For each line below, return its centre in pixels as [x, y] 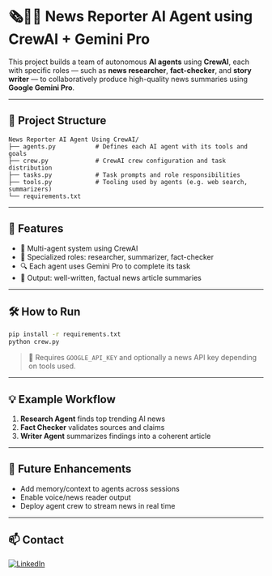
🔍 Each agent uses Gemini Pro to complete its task [105, 266]
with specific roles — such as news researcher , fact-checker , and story [130, 70]
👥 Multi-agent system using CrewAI [79, 248]
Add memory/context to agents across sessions [100, 488]
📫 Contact [36, 540]
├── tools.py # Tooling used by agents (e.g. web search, [128, 182]
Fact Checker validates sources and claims [92, 427]
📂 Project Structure [57, 120]
